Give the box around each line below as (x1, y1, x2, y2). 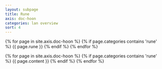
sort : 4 (5, 25, 21, 30)
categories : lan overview (5, 20, 58, 26)
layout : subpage (5, 7, 38, 12)
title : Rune (5, 12, 29, 17)
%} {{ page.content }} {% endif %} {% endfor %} (5, 58, 105, 64)
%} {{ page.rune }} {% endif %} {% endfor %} (5, 44, 98, 50)
